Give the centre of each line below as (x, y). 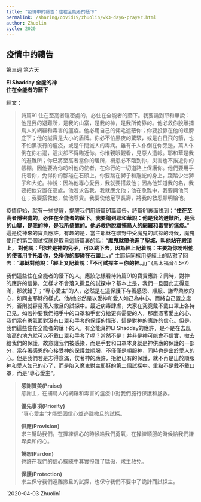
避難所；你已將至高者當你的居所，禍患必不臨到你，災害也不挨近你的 (110, 161)
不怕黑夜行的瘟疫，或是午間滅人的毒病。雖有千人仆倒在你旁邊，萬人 (105, 146)
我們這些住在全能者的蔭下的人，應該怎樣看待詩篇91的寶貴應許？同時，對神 (98, 276)
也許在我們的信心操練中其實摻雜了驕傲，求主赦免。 (84, 461)
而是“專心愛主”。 (37, 373)
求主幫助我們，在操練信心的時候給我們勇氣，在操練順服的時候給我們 (105, 434)
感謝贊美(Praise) (42, 386)
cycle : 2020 (21, 28)
